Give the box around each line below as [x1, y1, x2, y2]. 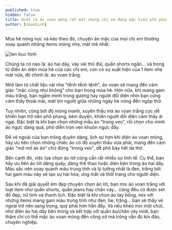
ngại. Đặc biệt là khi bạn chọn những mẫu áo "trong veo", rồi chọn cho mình [5, 119, 165, 125]
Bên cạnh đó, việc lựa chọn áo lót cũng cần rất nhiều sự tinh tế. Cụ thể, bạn [5, 155, 165, 161]
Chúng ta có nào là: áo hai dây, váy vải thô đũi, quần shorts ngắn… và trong [5, 61, 165, 67]
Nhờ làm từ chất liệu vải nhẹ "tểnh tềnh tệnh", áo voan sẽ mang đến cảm [5, 82, 158, 88]
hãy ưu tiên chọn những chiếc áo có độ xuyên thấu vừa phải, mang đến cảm [5, 140, 166, 146]
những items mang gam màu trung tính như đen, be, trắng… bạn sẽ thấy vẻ [5, 197, 163, 203]
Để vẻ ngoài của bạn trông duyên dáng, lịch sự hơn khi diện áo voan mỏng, [5, 134, 164, 141]
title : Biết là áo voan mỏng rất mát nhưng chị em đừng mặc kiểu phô [5, 17, 157, 22]
